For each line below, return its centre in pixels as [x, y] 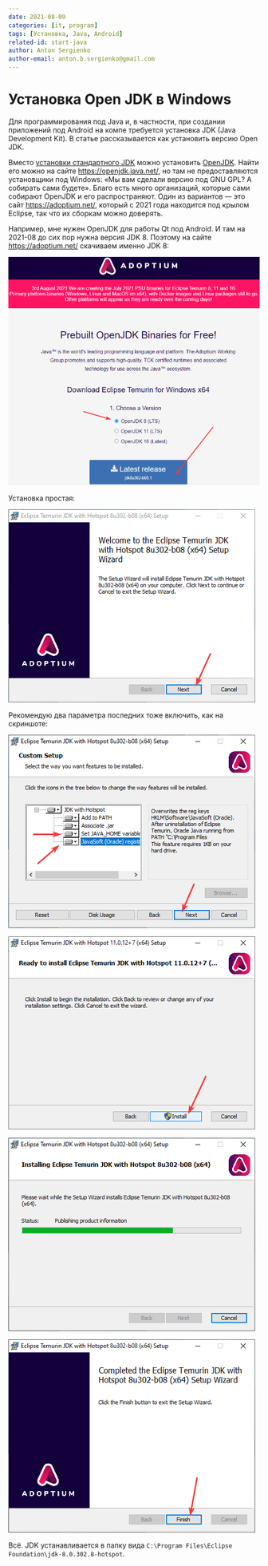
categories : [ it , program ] [53, 25]
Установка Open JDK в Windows [120, 99]
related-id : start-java [48, 42]
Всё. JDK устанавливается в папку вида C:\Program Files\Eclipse [120, 1545]
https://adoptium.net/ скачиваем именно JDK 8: [89, 245]
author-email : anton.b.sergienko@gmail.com [82, 59]
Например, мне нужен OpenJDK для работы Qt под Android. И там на [127, 228]
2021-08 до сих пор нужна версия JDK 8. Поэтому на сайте [110, 237]
